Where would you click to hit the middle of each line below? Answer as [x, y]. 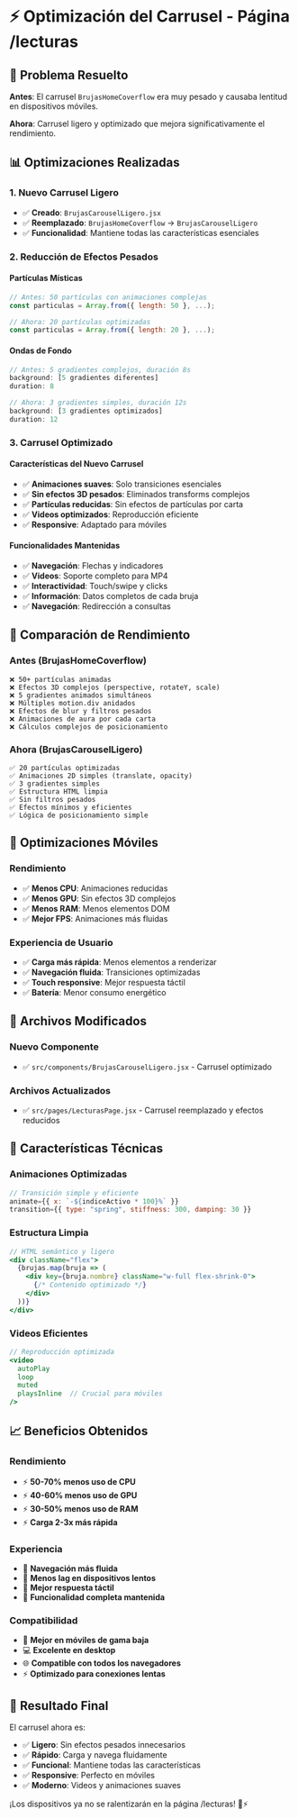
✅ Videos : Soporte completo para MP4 [95, 576]
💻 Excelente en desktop [69, 1650]
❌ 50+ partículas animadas [60, 679]
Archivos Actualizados [60, 1090]
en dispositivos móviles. [54, 106]
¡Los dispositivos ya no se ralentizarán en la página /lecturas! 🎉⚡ [129, 1804]
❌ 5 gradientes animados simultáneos [81, 695]
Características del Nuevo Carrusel [77, 464]
